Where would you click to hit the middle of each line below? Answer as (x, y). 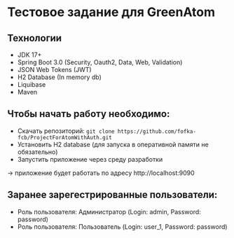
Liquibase (32, 84)
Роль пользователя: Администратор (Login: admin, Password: (109, 211)
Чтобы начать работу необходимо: (89, 114)
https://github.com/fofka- (157, 131)
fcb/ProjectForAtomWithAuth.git (64, 137)
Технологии (34, 38)
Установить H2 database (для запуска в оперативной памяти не (113, 144)
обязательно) (37, 152)
